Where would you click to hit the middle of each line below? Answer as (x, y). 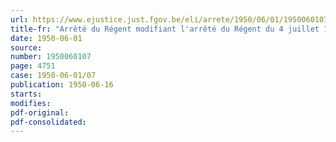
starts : (26, 94)
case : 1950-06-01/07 (53, 76)
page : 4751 (33, 66)
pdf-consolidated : (48, 122)
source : (26, 47)
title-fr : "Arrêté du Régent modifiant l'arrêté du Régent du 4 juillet (165, 29)
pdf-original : (40, 112)
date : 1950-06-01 (46, 38)
